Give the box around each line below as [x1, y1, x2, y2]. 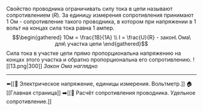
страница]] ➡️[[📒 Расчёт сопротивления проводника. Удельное [32, 89, 196, 96]
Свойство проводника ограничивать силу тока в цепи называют [6, 5, 173, 12]
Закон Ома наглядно [43, 63, 98, 69]
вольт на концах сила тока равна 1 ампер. [6, 24, 115, 31]
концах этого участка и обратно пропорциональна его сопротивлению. [6, 56, 192, 63]
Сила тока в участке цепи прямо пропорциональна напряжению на [6, 49, 181, 57]
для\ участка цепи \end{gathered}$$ [54, 40, 149, 47]
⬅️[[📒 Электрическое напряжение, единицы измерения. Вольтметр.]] [6, 80, 185, 87]
